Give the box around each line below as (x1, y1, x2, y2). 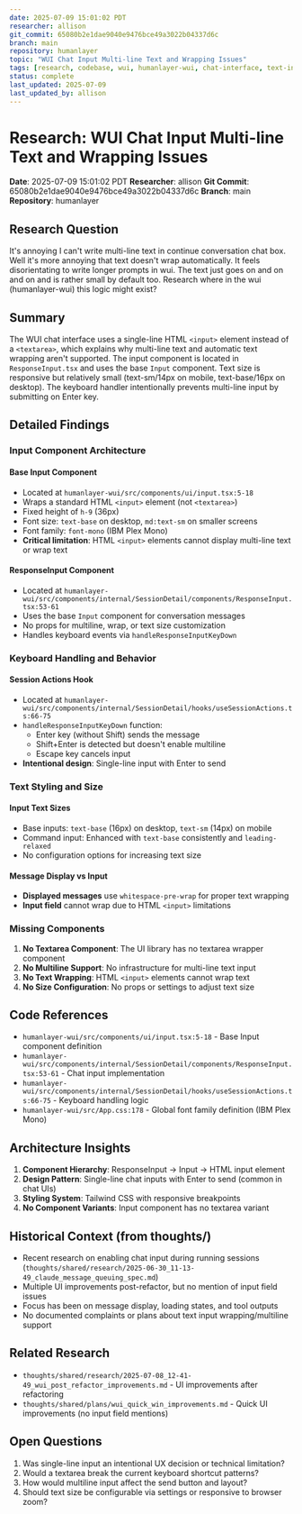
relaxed (22, 842, 51, 852)
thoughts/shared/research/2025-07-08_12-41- (22, 1371, 192, 1380)
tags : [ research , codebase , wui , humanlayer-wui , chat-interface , (9, 64, 263, 73)
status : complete (9, 72, 75, 81)
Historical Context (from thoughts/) (9, 1228, 212, 1244)
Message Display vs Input (9, 871, 108, 881)
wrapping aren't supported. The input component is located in (9, 353, 240, 364)
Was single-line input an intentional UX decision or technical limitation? (22, 1457, 285, 1469)
